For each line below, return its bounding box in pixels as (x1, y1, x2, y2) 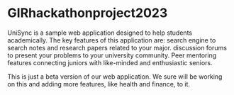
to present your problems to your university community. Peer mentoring (7, 51, 217, 60)
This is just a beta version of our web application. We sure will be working (7, 72, 223, 81)
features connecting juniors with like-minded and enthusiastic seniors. (7, 58, 213, 67)
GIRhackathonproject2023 (7, 5, 168, 21)
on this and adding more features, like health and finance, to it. (7, 79, 190, 88)
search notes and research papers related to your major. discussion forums (7, 43, 227, 52)
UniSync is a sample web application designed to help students (7, 28, 193, 37)
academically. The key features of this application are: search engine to (7, 35, 216, 44)
